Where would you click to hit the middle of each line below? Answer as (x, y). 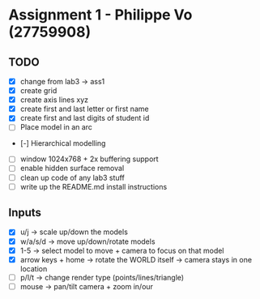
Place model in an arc (56, 127)
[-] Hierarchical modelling (63, 143)
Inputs (25, 213)
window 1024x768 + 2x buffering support (90, 159)
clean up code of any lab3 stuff (72, 177)
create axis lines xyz (54, 100)
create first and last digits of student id (85, 118)
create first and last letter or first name (84, 109)
